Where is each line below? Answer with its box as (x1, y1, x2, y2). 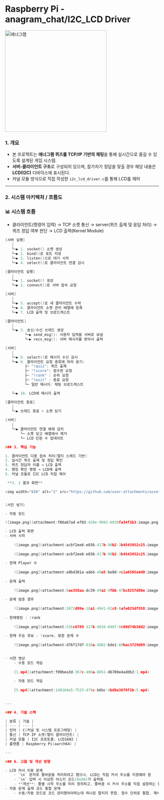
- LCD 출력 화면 (5, 529, 34, 534)
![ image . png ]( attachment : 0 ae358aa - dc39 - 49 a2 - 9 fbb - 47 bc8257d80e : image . (14, 588, 161, 593)
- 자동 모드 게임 (14, 679, 43, 684)
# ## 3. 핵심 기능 (5, 444, 37, 449)
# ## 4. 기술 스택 (5, 710, 37, 715)
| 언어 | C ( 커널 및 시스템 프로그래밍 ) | (5, 728, 77, 733)
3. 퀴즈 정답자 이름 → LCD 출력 (5, 463, 62, 467)
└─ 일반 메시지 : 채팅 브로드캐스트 (24, 382, 84, 387)
